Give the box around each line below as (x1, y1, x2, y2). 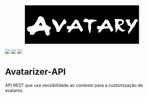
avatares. (5, 87, 24, 93)
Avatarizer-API (5, 66, 66, 78)
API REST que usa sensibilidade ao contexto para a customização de (5, 82, 143, 88)
